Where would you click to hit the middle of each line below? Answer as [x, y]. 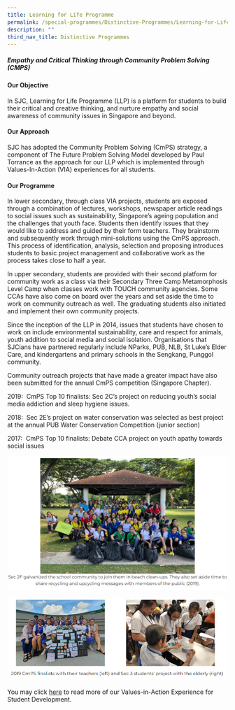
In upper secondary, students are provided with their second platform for [112, 274]
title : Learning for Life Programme [60, 15]
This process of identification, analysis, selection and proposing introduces [115, 246]
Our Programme [31, 185]
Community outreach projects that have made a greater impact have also [113, 376]
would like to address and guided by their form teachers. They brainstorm [113, 231]
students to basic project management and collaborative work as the [106, 253]
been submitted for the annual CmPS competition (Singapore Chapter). [109, 383]
